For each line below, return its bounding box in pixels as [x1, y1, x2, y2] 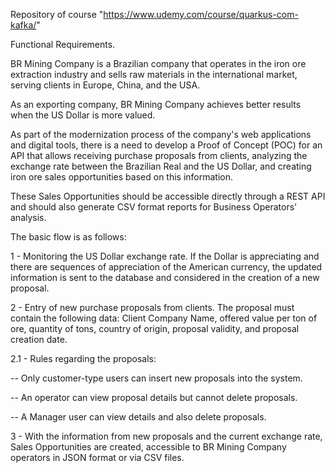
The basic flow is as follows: [10, 231, 127, 243]
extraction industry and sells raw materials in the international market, [10, 69, 298, 80]
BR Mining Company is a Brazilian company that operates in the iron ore [10, 58, 307, 69]
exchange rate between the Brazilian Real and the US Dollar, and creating [10, 160, 312, 172]
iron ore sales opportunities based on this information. [10, 171, 234, 183]
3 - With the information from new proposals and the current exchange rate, [10, 430, 323, 442]
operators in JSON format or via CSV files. [10, 452, 185, 463]
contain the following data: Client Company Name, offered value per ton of [10, 312, 318, 324]
